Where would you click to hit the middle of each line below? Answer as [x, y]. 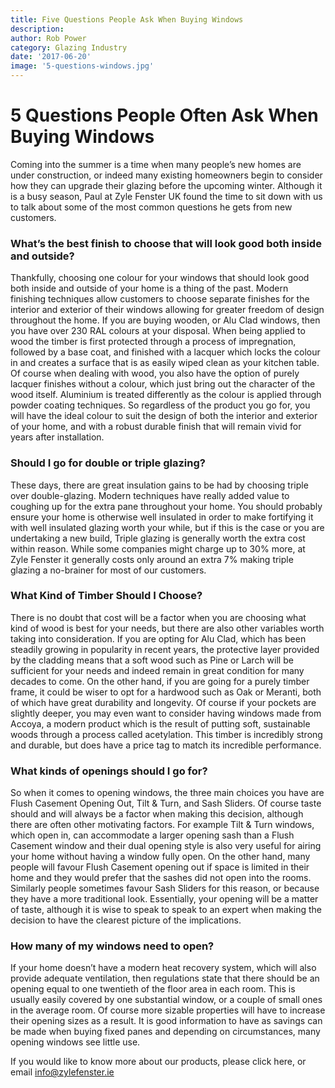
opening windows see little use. [75, 1042]
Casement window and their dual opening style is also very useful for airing [166, 846]
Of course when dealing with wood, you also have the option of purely [155, 373]
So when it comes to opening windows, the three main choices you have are [167, 793]
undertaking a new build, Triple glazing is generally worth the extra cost [158, 538]
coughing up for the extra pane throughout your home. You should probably [166, 506]
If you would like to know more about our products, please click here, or [158, 1062]
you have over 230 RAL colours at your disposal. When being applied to [158, 331]
